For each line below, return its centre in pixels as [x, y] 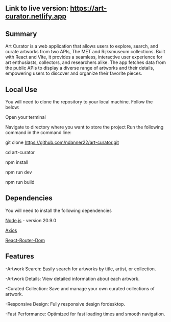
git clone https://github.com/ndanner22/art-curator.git [62, 142]
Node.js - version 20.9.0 [31, 220]
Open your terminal [26, 117]
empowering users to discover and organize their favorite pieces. [74, 73]
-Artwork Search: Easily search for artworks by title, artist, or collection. [81, 269]
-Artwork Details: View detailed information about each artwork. [72, 278]
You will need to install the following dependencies [59, 210]
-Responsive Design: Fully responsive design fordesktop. [65, 304]
